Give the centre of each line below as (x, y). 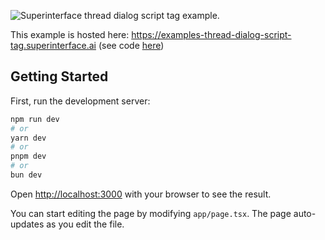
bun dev (26, 175)
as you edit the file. (85, 224)
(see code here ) (131, 45)
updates (27, 224)
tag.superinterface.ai (53, 45)
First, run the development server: (80, 101)
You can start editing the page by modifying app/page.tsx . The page (151, 213)
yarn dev (28, 138)
